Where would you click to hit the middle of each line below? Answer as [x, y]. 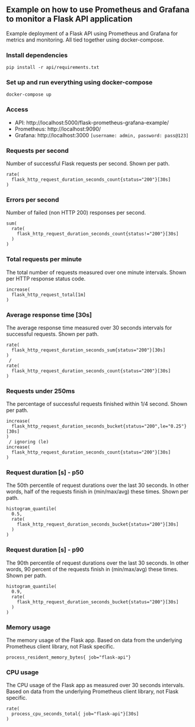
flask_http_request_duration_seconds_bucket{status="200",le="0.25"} [99, 427]
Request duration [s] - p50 [45, 473]
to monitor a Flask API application [69, 19]
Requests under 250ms [41, 391]
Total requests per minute [44, 259]
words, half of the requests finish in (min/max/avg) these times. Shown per [97, 492]
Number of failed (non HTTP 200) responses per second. [76, 213]
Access [17, 109]
